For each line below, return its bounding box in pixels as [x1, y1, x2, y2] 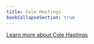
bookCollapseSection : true [6, 14, 75, 20]
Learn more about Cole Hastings [6, 31, 89, 38]
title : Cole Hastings [6, 8, 62, 15]
